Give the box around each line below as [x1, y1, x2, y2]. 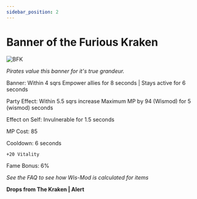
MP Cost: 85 [6, 128, 38, 135]
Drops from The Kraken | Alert [6, 186, 84, 193]
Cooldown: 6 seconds [6, 139, 62, 147]
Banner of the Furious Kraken [6, 35, 158, 49]
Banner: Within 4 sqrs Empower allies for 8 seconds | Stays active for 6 [6, 79, 186, 86]
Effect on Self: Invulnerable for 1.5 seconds [6, 115, 115, 123]
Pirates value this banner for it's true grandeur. [6, 67, 125, 74]
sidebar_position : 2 [6, 9, 59, 15]
